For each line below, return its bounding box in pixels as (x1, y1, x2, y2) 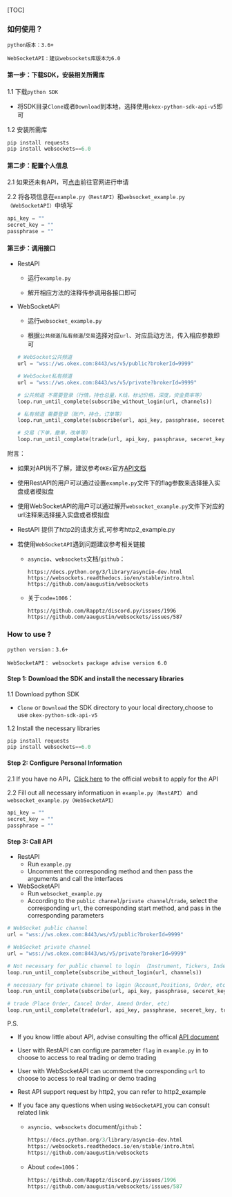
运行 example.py (27, 274, 71, 282)
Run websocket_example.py (27, 889, 103, 898)
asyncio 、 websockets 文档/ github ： (27, 555, 126, 563)
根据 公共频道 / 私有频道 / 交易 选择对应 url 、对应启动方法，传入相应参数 (27, 331, 214, 340)
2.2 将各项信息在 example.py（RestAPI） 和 (7, 193, 124, 201)
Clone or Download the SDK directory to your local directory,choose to (17, 703, 213, 712)
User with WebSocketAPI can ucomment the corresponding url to (17, 1067, 206, 1075)
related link (17, 1108, 50, 1117)
